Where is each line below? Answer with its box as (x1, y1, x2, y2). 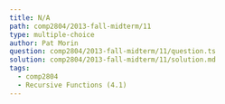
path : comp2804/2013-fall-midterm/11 (9, 22, 152, 31)
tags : (9, 64, 30, 73)
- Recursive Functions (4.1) (17, 80, 127, 90)
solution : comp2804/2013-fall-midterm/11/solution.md (9, 55, 217, 64)
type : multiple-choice (9, 30, 95, 39)
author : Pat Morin (9, 38, 79, 48)
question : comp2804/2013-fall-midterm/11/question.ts (9, 47, 217, 56)
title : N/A (9, 13, 51, 23)
